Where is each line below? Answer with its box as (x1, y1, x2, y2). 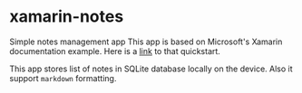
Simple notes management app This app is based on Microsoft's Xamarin (9, 36, 283, 47)
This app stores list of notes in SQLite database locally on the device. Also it (9, 63, 293, 74)
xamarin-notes (9, 6, 124, 27)
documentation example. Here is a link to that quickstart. (9, 45, 220, 56)
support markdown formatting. (9, 72, 117, 83)
